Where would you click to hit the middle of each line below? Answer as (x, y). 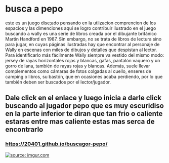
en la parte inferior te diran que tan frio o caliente (84, 114)
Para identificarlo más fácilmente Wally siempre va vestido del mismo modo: (85, 55)
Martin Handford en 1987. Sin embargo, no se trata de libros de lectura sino (83, 39)
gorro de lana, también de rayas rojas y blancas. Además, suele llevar (78, 66)
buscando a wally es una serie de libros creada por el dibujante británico (81, 33)
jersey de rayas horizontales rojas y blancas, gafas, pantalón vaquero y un (83, 60)
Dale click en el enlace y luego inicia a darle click (83, 98)
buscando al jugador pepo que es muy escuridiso (85, 106)
